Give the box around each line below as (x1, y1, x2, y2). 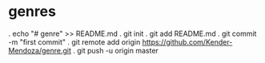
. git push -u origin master (73, 45, 159, 55)
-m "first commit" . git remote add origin (8, 37, 141, 46)
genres (8, 2, 56, 21)
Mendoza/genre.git (8, 45, 72, 55)
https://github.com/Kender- (142, 37, 233, 46)
